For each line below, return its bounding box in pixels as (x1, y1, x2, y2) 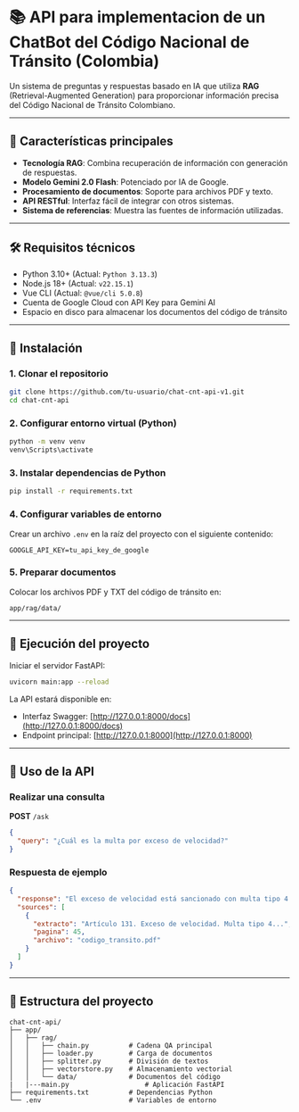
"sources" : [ (17, 902, 66, 911)
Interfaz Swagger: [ (21, 710, 93, 721)
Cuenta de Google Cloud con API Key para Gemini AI (21, 296, 216, 308)
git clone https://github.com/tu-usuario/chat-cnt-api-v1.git (9, 387, 245, 397)
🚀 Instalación (9, 340, 83, 355)
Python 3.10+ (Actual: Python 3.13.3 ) (21, 269, 158, 279)
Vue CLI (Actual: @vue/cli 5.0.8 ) (21, 287, 143, 298)
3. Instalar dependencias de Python (9, 466, 166, 478)
